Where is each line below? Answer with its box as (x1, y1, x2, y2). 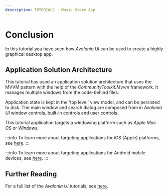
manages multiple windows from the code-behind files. (5, 89, 119, 95)
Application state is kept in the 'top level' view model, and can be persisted (5, 99, 160, 106)
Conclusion (5, 29, 54, 40)
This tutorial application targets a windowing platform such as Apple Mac (5, 120, 156, 126)
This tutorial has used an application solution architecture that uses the (5, 79, 152, 85)
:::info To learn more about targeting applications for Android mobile (5, 150, 146, 156)
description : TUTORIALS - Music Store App (5, 7, 95, 13)
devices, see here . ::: (5, 155, 49, 161)
